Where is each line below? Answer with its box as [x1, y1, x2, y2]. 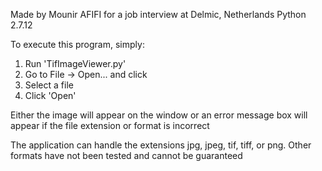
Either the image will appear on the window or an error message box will [10, 109, 308, 121]
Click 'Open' [24, 90, 77, 101]
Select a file [24, 79, 74, 91]
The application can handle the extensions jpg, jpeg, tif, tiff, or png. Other [10, 139, 312, 151]
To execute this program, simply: [10, 39, 145, 50]
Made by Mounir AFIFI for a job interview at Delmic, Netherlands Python [10, 9, 307, 20]
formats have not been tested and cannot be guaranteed [10, 150, 243, 161]
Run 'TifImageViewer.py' [24, 58, 127, 69]
